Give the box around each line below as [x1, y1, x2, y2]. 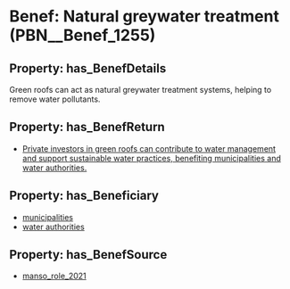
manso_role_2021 [21, 270, 87, 282]
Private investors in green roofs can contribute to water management [21, 143, 277, 153]
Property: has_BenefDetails [9, 61, 167, 76]
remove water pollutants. [9, 94, 101, 104]
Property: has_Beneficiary [9, 188, 159, 203]
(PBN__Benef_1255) [9, 25, 156, 45]
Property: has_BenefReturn [9, 120, 165, 135]
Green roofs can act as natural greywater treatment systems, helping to [9, 85, 272, 95]
